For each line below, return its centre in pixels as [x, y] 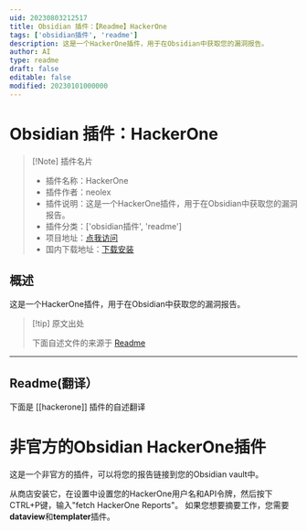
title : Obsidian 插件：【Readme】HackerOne [88, 27]
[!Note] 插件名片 [62, 161]
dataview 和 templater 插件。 [63, 516]
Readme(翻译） [54, 383]
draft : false [34, 69]
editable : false [40, 78]
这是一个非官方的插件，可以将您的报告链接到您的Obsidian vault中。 [137, 474]
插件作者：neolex [78, 192]
